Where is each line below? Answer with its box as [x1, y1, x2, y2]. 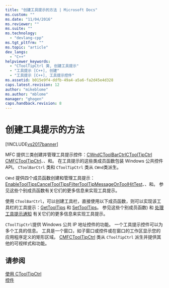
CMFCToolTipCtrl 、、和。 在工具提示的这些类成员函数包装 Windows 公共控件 [5, 158, 163, 164]
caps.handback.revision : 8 [5, 101, 62, 106]
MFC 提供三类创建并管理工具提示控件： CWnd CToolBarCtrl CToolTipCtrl [5, 152, 152, 158]
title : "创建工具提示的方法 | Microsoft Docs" [5, 7, 98, 13]
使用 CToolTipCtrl [5, 270, 42, 277]
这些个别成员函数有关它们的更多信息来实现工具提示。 [9, 187, 120, 194]
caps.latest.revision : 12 [5, 82, 59, 87]
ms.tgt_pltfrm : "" [5, 40, 44, 45]
